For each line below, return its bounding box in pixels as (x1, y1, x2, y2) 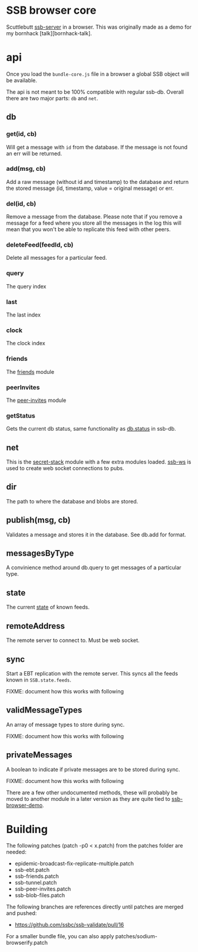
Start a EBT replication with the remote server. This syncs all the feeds (6, 670, 178, 677)
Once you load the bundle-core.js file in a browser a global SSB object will (6, 70, 189, 78)
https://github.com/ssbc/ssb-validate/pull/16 (14, 921, 124, 929)
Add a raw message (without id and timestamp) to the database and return (6, 178, 189, 185)
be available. (6, 76, 37, 84)
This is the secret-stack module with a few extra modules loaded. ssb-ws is (6, 458, 191, 466)
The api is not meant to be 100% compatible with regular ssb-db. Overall (6, 88, 184, 96)
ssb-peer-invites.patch (14, 885, 71, 893)
